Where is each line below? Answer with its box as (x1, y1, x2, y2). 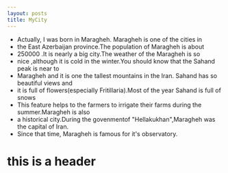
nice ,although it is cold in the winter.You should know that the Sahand (16, 57, 216, 65)
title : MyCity (7, 16, 48, 23)
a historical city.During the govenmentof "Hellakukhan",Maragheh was (16, 115, 216, 123)
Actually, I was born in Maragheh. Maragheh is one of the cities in (16, 35, 203, 43)
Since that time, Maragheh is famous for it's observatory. (16, 129, 178, 137)
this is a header (7, 153, 96, 169)
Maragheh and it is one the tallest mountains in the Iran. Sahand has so (16, 71, 218, 79)
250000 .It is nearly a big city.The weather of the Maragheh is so (16, 49, 201, 58)
